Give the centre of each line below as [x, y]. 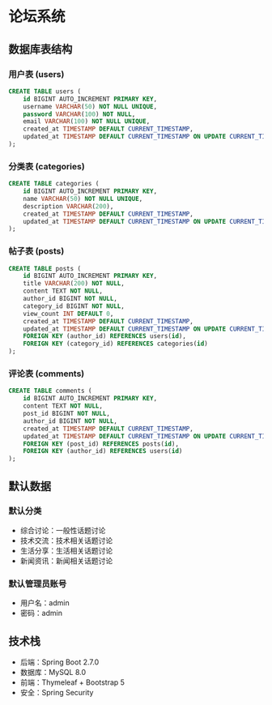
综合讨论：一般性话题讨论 [63, 530]
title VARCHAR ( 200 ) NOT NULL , [74, 284]
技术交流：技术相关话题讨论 [66, 540]
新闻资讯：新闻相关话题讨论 [66, 561]
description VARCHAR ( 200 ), [68, 206]
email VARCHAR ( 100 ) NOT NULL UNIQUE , [87, 122]
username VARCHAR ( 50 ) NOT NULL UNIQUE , [90, 106]
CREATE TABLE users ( [45, 91]
